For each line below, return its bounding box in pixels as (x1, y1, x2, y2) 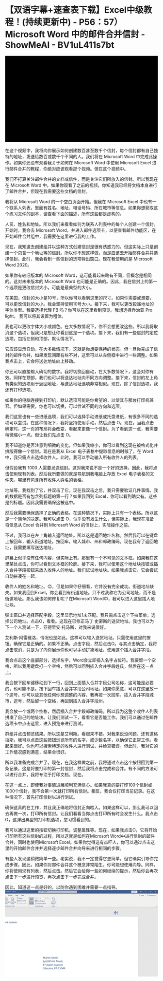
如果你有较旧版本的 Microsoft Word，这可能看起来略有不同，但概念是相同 (5, 272, 152, 278)
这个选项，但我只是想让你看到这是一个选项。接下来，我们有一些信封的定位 (9, 330, 158, 336)
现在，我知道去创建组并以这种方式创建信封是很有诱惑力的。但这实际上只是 (5, 244, 154, 250)
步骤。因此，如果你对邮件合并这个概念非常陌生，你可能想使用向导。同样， (9, 862, 158, 868)
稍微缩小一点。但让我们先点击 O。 (5, 432, 74, 438)
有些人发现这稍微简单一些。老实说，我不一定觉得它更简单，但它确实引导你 (5, 856, 154, 862)
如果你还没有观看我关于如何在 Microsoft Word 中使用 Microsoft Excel (13, 160, 151, 166)
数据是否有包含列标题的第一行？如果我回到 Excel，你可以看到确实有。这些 (9, 493, 158, 499)
